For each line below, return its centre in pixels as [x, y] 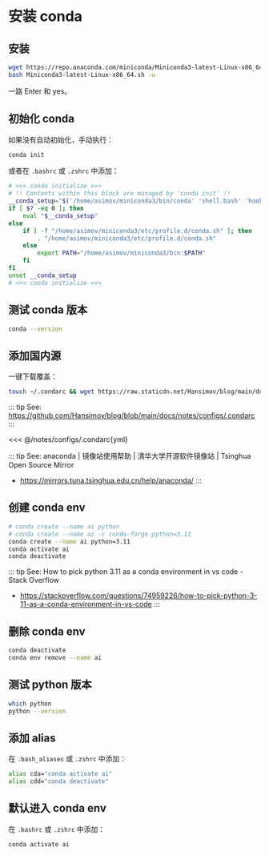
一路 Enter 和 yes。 [40, 91]
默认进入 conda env [57, 808]
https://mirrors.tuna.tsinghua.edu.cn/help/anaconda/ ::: [111, 480]
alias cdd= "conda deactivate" [59, 781]
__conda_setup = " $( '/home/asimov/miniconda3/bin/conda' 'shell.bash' [125, 201]
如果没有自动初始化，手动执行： [61, 139]
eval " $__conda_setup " [60, 216]
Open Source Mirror [41, 465]
